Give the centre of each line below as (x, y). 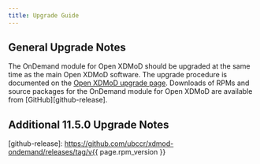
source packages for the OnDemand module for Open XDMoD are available (130, 91)
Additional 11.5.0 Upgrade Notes (89, 124)
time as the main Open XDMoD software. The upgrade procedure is (117, 75)
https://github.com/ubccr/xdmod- (119, 143)
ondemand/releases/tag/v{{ (53, 152)
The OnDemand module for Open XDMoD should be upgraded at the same (129, 66)
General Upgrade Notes (67, 48)
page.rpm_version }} (133, 152)
